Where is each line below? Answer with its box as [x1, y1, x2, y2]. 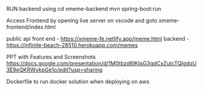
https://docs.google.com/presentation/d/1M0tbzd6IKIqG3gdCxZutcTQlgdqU [6, 60, 197, 67]
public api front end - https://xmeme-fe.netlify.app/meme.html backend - [6, 35, 190, 42]
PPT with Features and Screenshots [6, 53, 96, 60]
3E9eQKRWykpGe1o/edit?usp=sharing [6, 66, 103, 73]
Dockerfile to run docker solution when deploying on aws [6, 78, 150, 85]
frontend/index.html [6, 24, 56, 30]
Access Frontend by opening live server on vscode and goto [6, 17, 158, 24]
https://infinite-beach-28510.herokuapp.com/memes [6, 42, 138, 49]
